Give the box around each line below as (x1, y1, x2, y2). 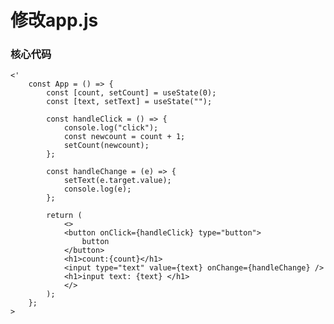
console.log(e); (63, 184, 132, 195)
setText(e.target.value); (63, 176, 172, 186)
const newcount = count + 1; (63, 132, 186, 142)
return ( (46, 211, 83, 221)
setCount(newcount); (63, 141, 150, 151)
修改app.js (10, 9, 99, 32)
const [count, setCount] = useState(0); (46, 88, 217, 98)
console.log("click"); (63, 123, 159, 133)
